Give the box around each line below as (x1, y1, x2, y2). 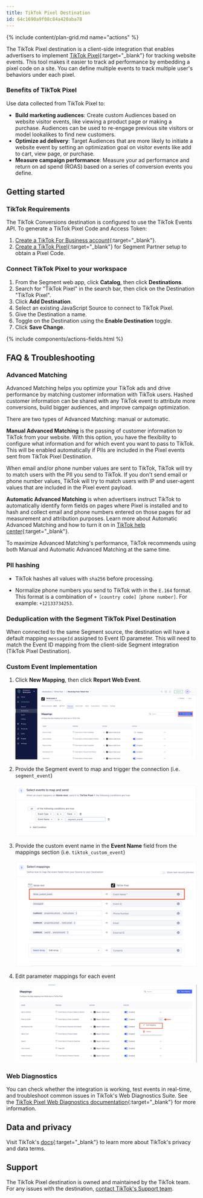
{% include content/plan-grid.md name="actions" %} (6, 33, 139, 41)
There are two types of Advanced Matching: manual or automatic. (6, 415, 170, 423)
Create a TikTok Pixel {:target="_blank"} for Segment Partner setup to (14, 243, 187, 250)
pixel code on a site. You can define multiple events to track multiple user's (6, 64, 193, 72)
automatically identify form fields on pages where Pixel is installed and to (6, 502, 188, 509)
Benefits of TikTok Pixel (6, 86, 77, 94)
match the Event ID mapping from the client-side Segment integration (6, 641, 179, 648)
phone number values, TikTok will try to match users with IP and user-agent (6, 478, 195, 485)
